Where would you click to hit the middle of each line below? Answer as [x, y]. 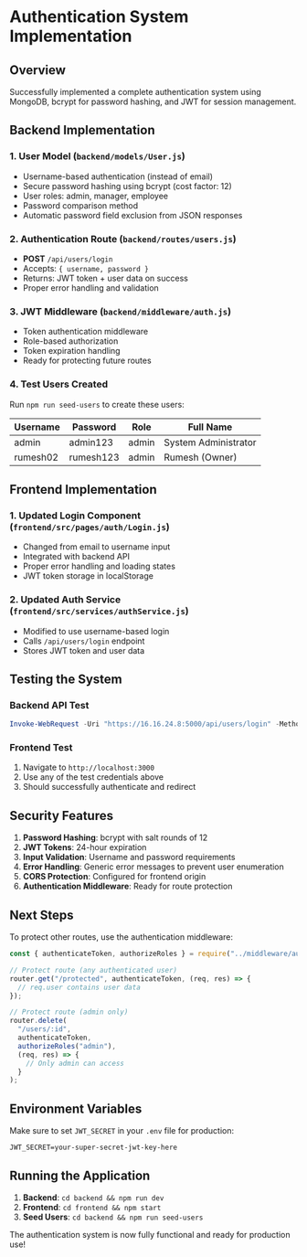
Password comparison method [80, 205]
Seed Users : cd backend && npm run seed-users [113, 1217]
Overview [38, 70]
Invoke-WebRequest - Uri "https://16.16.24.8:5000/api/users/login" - [145, 724]
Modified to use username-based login [96, 631]
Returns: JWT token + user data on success [106, 278]
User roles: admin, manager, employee [95, 196]
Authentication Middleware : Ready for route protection [127, 886]
